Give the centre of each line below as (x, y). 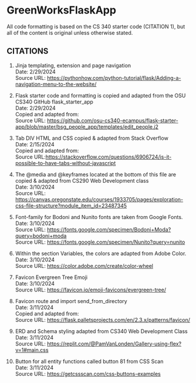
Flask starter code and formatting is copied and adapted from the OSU (100, 95)
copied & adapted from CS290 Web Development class (82, 180)
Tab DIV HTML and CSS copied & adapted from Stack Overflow (92, 138)
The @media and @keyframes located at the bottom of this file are (96, 174)
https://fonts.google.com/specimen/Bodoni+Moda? (109, 229)
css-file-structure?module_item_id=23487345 (71, 206)
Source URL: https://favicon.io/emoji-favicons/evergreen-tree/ (91, 290)
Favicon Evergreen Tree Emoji (51, 277)
